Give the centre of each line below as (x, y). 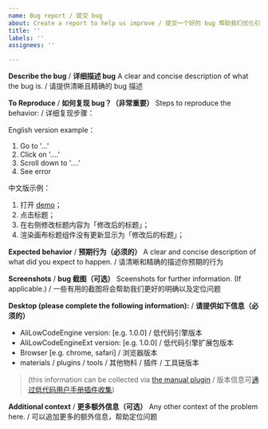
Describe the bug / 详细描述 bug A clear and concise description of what (128, 76)
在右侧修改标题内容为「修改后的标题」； (85, 225)
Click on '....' (40, 155)
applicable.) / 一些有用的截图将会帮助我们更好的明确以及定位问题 (114, 289)
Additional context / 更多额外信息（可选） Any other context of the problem (133, 407)
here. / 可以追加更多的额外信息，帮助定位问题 (83, 417)
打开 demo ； (41, 205)
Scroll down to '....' (50, 163)
